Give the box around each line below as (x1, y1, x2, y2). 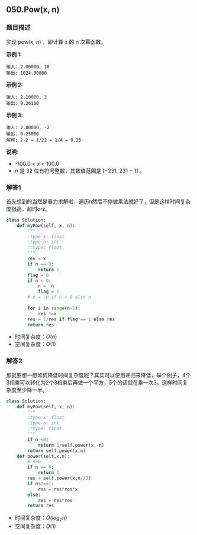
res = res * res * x (37, 486, 78, 492)
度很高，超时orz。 (6, 205, 51, 212)
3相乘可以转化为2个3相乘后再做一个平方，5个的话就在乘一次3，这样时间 (6, 379, 183, 386)
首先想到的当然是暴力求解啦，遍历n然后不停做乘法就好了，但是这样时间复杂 (6, 198, 191, 205)
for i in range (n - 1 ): (27, 305, 81, 311)
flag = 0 (27, 272, 49, 278)
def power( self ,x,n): (17, 453, 70, 459)
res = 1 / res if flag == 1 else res (27, 316, 115, 322)
